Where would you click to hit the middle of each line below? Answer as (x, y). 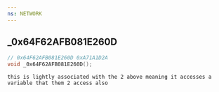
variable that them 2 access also (58, 83)
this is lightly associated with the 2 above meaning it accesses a (109, 77)
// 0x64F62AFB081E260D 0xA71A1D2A (58, 58)
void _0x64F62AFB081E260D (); (50, 64)
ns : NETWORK (25, 14)
